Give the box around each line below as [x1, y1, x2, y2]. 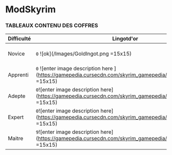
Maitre [8, 135, 24, 142]
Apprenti [8, 71, 29, 79]
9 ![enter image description [35, 128, 100, 135]
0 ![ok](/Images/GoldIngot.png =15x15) [35, 50, 132, 57]
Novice [8, 50, 25, 57]
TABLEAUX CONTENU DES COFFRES [5, 22, 98, 29]
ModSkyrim [5, 4, 56, 15]
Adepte [8, 92, 26, 100]
